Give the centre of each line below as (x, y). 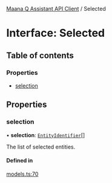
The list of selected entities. (41, 147)
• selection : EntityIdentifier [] (46, 135)
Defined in (20, 161)
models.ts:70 (22, 174)
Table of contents (40, 55)
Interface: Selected (55, 33)
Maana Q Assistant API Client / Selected (56, 9)
